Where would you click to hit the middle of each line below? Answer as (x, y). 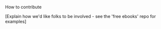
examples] (16, 22)
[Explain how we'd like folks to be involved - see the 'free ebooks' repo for (80, 16)
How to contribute (23, 7)
